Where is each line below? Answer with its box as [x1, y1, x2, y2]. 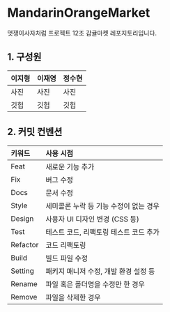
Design [10, 214, 34, 224]
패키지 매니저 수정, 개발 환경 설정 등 [45, 266, 155, 276]
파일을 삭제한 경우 [45, 292, 101, 302]
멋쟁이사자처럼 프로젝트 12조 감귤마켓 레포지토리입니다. [7, 29, 157, 37]
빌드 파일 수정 [45, 253, 88, 263]
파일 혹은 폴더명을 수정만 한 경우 [45, 279, 145, 289]
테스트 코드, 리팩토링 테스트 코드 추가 [45, 227, 160, 237]
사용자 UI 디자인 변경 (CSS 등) [45, 214, 139, 224]
